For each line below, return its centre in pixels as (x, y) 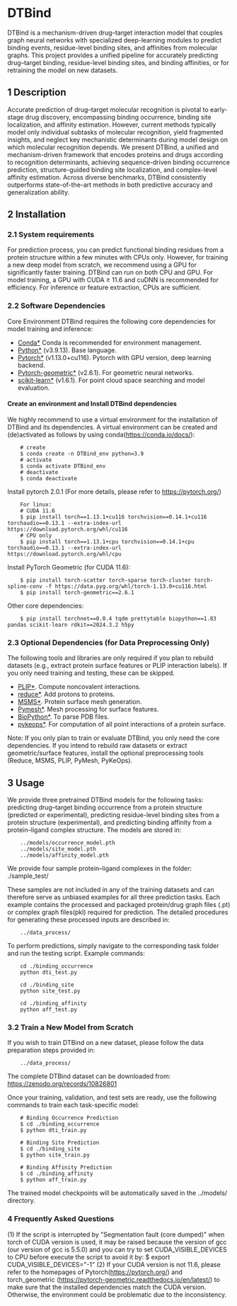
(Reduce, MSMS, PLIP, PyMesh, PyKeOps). (70, 761)
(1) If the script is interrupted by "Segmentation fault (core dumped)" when (116, 1234)
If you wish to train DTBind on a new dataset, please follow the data (105, 1043)
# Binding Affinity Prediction (66, 1168)
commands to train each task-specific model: (73, 1105)
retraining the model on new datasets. (63, 70)
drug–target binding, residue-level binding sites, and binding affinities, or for (118, 62)
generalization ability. (39, 192)
